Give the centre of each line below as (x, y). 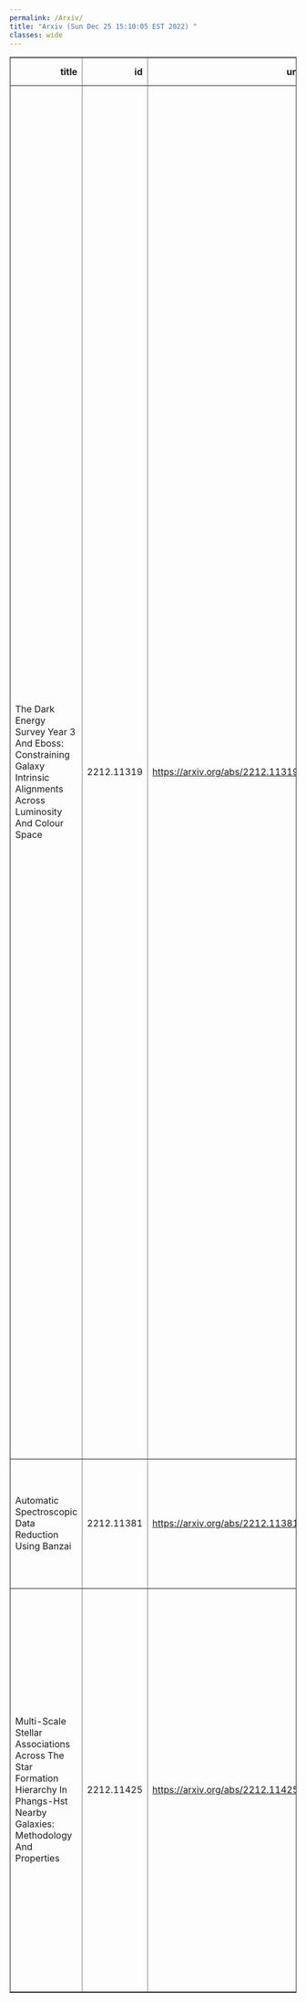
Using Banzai (43, 1546)
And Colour (39, 823)
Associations (43, 1745)
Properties (37, 1859)
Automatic (37, 1501)
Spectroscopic (46, 1512)
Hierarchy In (41, 1790)
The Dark (35, 709)
